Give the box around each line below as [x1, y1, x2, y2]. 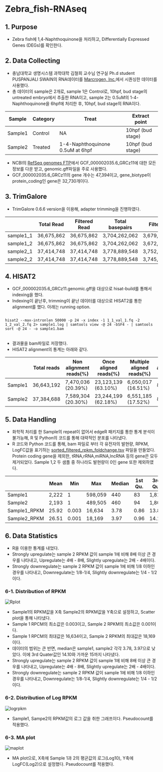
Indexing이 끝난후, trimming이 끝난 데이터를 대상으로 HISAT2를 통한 [12, 298, 142, 304]
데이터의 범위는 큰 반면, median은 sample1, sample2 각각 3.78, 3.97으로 [12, 646, 150, 651]
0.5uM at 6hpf [59, 147, 92, 154]
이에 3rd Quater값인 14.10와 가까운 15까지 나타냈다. [22, 651, 120, 657]
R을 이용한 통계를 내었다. [12, 545, 59, 551]
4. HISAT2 [5, 272, 36, 281]
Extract [132, 112, 149, 119]
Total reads [33, 365, 60, 371]
